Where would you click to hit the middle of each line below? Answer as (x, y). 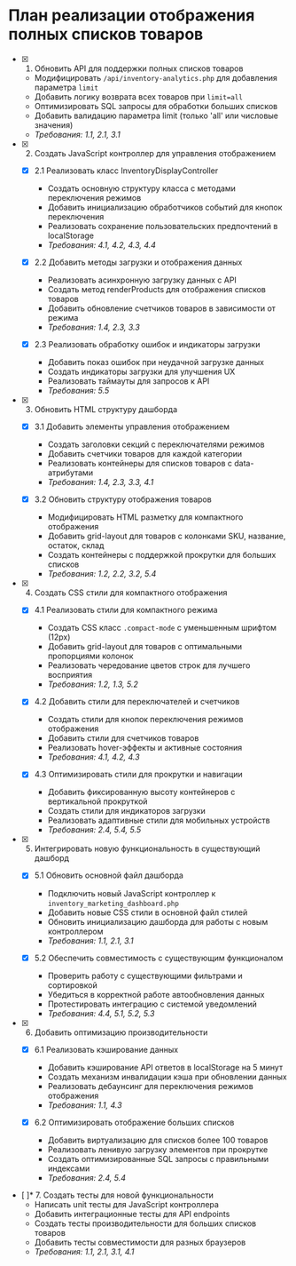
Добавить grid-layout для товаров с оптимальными (145, 647)
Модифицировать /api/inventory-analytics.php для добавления (156, 77)
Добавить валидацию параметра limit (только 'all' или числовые (156, 115)
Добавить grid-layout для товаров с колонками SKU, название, (167, 536)
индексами (69, 1168)
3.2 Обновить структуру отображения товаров (123, 499)
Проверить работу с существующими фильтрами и (145, 975)
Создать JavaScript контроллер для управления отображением (155, 153)
